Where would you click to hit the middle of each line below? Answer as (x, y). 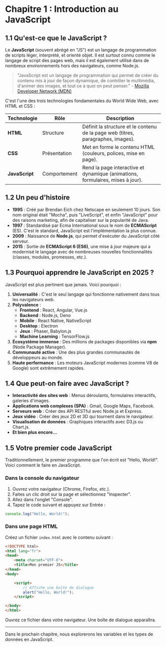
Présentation (57, 153)
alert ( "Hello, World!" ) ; (48, 592)
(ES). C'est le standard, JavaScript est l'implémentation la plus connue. (84, 230)
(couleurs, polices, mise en (113, 153)
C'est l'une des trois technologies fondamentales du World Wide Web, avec (82, 101)
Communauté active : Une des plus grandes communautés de (76, 352)
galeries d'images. (31, 401)
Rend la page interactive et (113, 167)
